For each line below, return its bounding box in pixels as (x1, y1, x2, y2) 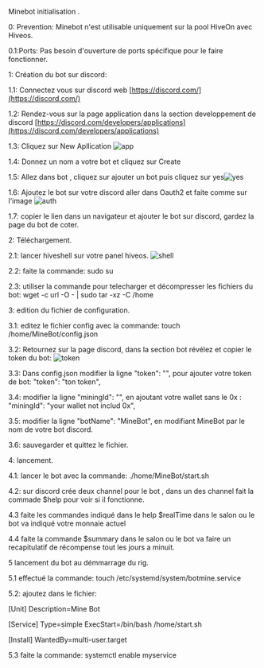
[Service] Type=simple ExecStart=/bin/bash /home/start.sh (8, 619, 203, 629)
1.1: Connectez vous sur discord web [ (8, 85, 133, 95)
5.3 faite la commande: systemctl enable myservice (8, 651, 177, 659)
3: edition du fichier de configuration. (8, 305, 130, 315)
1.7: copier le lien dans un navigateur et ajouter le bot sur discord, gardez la (8, 212, 254, 221)
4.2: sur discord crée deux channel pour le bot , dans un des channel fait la (8, 487, 254, 495)
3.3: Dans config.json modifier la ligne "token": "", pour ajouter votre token (8, 369, 252, 378)
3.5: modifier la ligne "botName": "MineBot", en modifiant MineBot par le (8, 417, 245, 425)
